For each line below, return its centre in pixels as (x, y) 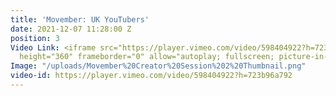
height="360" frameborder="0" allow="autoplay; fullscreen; (147, 57)
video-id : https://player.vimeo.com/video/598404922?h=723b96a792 (151, 76)
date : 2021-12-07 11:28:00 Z (71, 29)
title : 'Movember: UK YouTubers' (80, 19)
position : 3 (35, 38)
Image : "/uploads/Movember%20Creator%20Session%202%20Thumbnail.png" (158, 66)
